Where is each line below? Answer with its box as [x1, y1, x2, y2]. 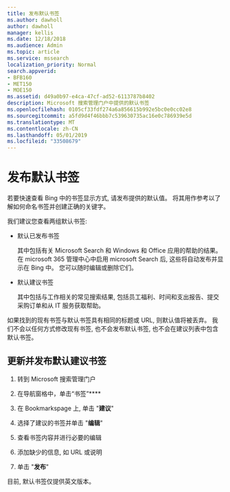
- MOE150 [7, 87, 32, 94]
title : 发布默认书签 [7, 10, 60, 17]
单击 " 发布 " [16, 462, 49, 471]
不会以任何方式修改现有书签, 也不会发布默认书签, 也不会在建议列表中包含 [12, 325, 218, 333]
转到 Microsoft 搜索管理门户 [16, 374, 96, 383]
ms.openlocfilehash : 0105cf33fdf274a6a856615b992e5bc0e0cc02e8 [7, 106, 192, 113]
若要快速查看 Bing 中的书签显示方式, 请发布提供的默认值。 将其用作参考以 [7, 194, 215, 202]
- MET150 [7, 81, 32, 87]
